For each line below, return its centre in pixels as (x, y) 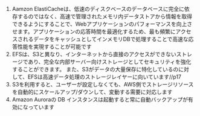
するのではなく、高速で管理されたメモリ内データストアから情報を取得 (105, 16)
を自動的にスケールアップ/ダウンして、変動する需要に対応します (92, 92)
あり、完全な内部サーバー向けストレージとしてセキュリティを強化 (110, 62)
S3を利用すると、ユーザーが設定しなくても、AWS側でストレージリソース (103, 84)
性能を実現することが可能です (54, 47)
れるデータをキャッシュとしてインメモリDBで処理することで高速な (105, 39)
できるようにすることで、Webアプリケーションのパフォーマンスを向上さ (102, 24)
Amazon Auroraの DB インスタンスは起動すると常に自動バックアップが (100, 99)
